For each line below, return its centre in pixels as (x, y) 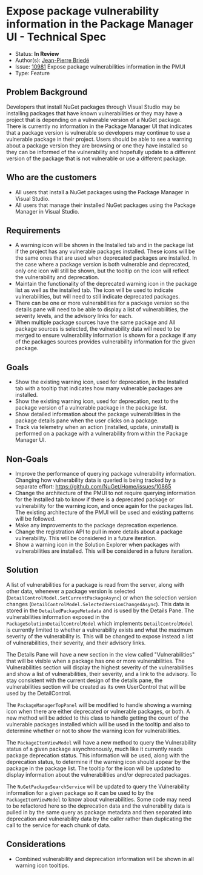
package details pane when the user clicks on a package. (87, 421)
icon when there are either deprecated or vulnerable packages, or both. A (98, 711)
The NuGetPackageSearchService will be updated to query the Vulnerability (98, 786)
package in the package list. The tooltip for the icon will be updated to (94, 768)
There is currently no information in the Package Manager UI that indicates (99, 126)
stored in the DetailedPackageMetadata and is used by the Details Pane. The (100, 610)
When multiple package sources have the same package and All (95, 322)
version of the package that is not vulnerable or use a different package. (96, 158)
